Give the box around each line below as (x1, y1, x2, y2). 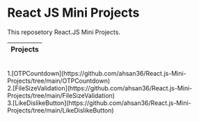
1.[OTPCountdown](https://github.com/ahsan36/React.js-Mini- (7, 69, 186, 77)
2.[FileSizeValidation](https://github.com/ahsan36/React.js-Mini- (7, 83, 193, 92)
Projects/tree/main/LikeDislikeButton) (7, 106, 114, 114)
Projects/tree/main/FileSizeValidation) (7, 91, 115, 99)
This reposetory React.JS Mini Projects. (7, 28, 120, 36)
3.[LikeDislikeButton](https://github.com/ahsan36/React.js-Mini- (7, 99, 191, 107)
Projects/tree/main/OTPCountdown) (7, 76, 111, 85)
